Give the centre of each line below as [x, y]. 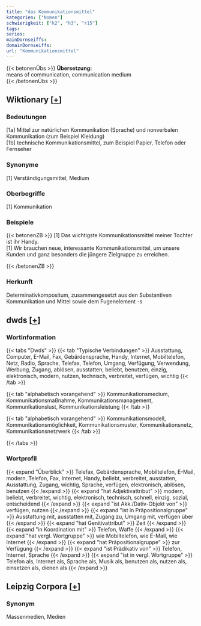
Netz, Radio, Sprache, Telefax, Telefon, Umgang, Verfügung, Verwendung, [98, 363]
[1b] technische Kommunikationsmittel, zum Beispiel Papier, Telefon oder [96, 143]
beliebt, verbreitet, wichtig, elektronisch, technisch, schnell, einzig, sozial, [97, 497]
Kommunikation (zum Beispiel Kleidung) [55, 137]
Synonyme [22, 165]
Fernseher [19, 149]
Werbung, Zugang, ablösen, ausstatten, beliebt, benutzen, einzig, [87, 370]
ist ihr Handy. [22, 242]
